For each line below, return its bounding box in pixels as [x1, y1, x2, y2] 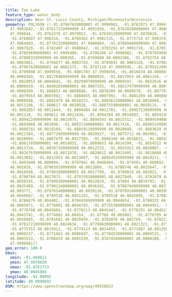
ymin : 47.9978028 [10, 260, 47, 265]
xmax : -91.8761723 [10, 265, 50, 270]
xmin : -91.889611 [10, 255, 47, 260]
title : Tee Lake [5, 7, 40, 13]
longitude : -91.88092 [5, 274, 52, 279]
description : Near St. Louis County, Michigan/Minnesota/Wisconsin [5, 17, 153, 22]
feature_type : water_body [5, 12, 60, 17]
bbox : [5, 250, 17, 256]
